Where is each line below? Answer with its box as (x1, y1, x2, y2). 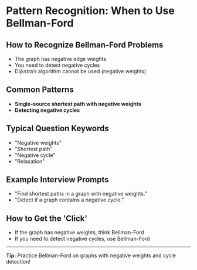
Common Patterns (6, 85, 74, 95)
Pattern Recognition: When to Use (6, 4, 175, 18)
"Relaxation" (14, 158, 45, 165)
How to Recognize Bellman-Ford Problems (6, 40, 164, 50)
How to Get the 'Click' (6, 213, 88, 223)
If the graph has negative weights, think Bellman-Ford (14, 229, 145, 236)
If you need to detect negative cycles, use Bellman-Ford (14, 235, 150, 242)
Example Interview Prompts (6, 175, 110, 185)
